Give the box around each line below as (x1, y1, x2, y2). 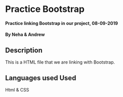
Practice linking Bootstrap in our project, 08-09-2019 (5, 20, 118, 26)
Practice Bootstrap (5, 3, 85, 15)
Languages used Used (5, 74, 76, 82)
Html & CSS (5, 87, 29, 93)
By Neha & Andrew (5, 31, 45, 38)
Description (5, 46, 42, 54)
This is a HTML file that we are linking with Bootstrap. (5, 59, 115, 65)
